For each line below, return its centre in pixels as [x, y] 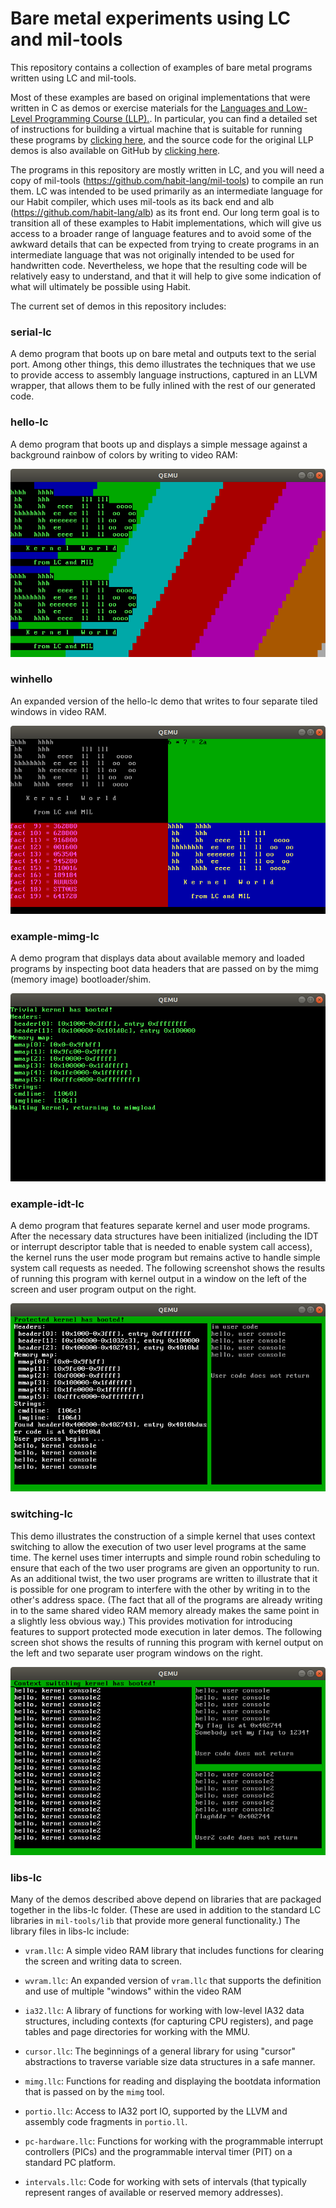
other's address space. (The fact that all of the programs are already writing [166, 1599]
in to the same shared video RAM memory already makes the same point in [165, 1610]
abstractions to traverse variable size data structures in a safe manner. [170, 2062]
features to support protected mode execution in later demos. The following [166, 1631]
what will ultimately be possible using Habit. [101, 286]
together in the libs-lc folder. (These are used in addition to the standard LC [166, 1910]
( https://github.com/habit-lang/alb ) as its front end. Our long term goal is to [165, 212]
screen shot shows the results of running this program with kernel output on [167, 1642]
